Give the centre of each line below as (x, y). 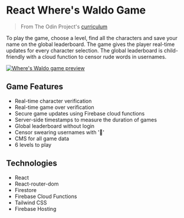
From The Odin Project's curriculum (64, 27)
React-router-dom (37, 184)
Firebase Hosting (35, 209)
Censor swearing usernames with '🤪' (60, 132)
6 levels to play (33, 144)
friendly (16, 57)
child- (171, 50)
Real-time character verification (53, 101)
